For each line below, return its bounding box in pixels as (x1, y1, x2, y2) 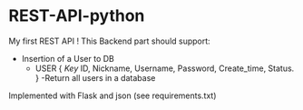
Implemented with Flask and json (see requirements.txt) (8, 90, 217, 101)
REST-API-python (8, 5, 145, 26)
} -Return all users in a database (34, 72, 156, 83)
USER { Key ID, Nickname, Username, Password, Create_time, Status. (34, 63, 295, 74)
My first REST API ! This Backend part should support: (8, 35, 210, 46)
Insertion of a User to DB (21, 53, 114, 64)
